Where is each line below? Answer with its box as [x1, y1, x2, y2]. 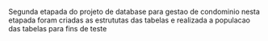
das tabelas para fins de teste [8, 24, 107, 33]
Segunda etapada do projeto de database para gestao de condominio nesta [8, 7, 261, 16]
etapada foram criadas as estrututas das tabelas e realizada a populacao [8, 15, 250, 25]
